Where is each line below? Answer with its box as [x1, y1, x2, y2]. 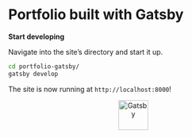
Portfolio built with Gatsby [8, 6, 184, 24]
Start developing [8, 32, 65, 41]
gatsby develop [8, 70, 59, 78]
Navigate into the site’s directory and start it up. [8, 47, 163, 56]
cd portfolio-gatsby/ [8, 62, 80, 71]
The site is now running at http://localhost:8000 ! [8, 84, 172, 94]
